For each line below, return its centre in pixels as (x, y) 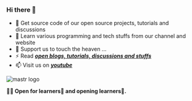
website (25, 43)
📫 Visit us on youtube (44, 65)
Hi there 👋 (21, 10)
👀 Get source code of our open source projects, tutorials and (92, 23)
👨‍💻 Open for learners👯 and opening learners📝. (67, 91)
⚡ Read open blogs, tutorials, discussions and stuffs (83, 56)
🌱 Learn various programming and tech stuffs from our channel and (100, 36)
